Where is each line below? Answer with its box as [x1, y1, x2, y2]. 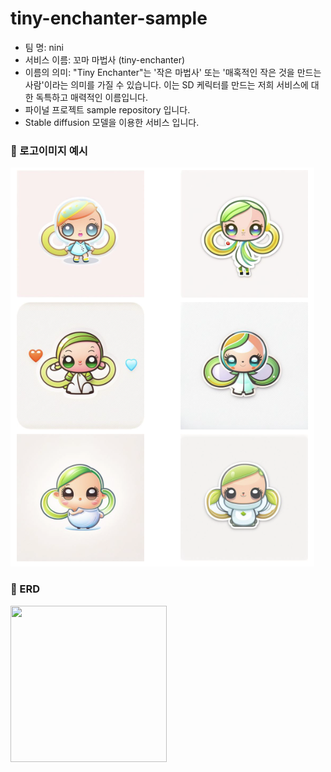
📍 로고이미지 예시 [10, 143, 88, 157]
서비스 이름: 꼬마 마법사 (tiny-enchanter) [24, 53, 186, 66]
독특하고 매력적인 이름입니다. [35, 91, 148, 103]
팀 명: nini [24, 41, 64, 53]
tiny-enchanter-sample [10, 7, 208, 30]
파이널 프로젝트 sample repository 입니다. [24, 103, 191, 116]
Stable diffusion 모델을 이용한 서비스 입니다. [24, 116, 200, 128]
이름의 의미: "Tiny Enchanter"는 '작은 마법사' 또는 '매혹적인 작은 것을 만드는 [24, 66, 322, 78]
